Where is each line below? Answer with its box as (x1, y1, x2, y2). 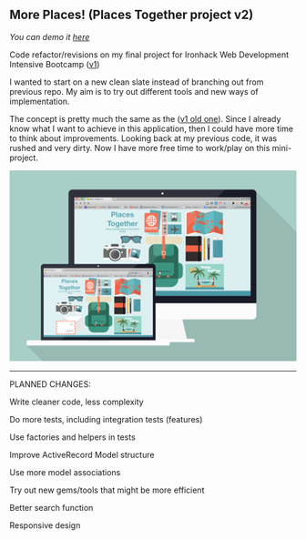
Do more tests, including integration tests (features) (9, 414, 203, 425)
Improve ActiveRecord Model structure (9, 450, 155, 461)
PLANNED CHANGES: (9, 379, 91, 390)
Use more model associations (9, 467, 121, 478)
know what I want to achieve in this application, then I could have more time (9, 123, 294, 134)
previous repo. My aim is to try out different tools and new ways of (9, 86, 260, 97)
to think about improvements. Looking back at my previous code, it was (9, 132, 278, 144)
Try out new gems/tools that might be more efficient (9, 484, 205, 495)
